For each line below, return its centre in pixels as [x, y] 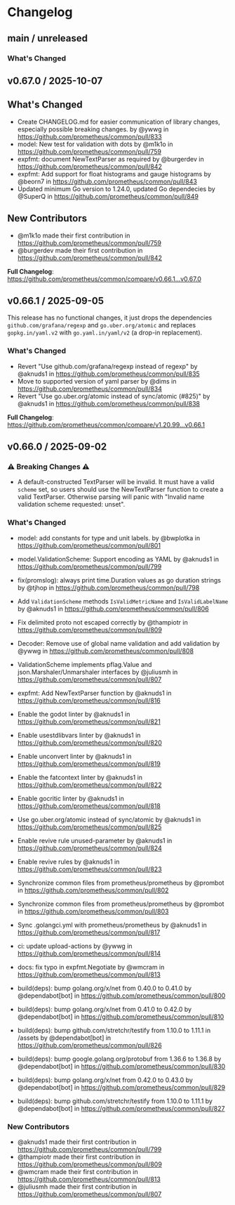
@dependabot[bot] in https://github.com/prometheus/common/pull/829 [121, 1087]
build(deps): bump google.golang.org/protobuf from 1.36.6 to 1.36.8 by [119, 1059]
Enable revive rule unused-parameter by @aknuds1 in [95, 840]
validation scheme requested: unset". [71, 504]
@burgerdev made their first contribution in [80, 250]
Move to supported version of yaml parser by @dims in [97, 381]
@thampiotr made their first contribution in [79, 1157]
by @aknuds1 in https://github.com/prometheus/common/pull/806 [113, 608]
